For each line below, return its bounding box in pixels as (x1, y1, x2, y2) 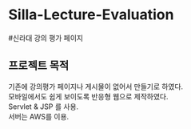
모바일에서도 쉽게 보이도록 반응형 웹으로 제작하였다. (8, 91, 169, 101)
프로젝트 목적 (8, 58, 70, 73)
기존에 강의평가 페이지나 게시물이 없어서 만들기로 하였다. (8, 82, 184, 91)
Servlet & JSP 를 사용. (8, 102, 79, 111)
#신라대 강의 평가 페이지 (8, 33, 84, 42)
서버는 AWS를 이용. (8, 111, 70, 121)
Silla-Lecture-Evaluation (8, 6, 174, 24)
